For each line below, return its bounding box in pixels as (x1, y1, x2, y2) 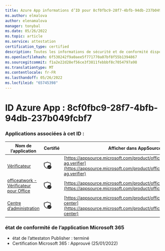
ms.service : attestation (5, 39, 56, 44)
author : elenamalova (5, 18, 48, 23)
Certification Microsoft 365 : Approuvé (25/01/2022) (12, 241, 118, 247)
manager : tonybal (5, 24, 41, 28)
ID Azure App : (5, 102, 65, 113)
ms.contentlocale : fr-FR (5, 70, 56, 75)
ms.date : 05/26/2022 (5, 28, 48, 34)
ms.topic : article (5, 34, 43, 39)
